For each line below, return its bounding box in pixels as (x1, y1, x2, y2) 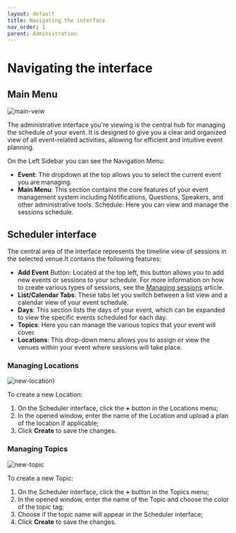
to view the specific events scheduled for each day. (17, 313, 168, 321)
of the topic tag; (17, 502, 65, 511)
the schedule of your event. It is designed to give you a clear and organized (7, 128, 227, 137)
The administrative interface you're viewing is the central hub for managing (7, 121, 225, 129)
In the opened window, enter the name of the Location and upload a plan (17, 412, 229, 420)
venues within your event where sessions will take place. (17, 343, 183, 352)
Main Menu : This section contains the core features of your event (17, 185, 209, 194)
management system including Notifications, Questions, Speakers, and (17, 193, 224, 202)
